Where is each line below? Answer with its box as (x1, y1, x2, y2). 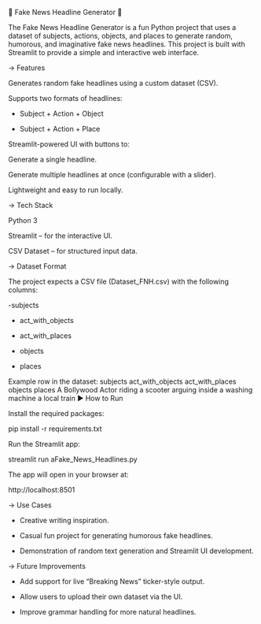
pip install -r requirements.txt (8, 424, 102, 433)
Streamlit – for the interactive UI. (8, 231, 112, 240)
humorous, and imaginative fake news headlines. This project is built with (8, 39, 245, 49)
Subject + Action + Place (19, 124, 101, 133)
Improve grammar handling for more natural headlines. (19, 607, 197, 616)
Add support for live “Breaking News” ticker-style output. (19, 577, 205, 586)
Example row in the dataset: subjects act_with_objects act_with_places (8, 377, 237, 386)
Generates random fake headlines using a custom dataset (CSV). (8, 79, 219, 87)
